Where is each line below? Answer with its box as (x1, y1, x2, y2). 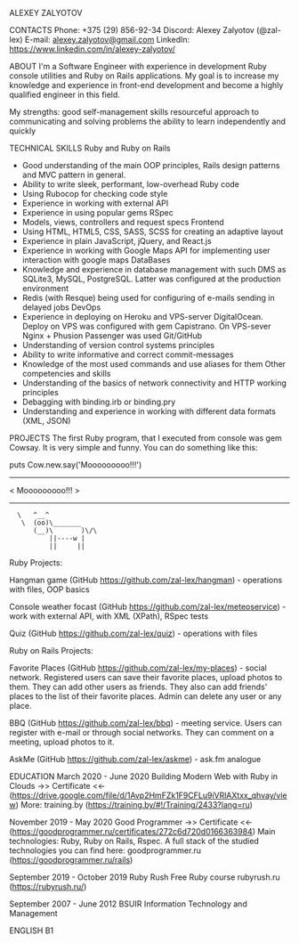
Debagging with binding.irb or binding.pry (21, 396, 176, 407)
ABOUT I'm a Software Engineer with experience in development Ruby (9, 61, 267, 71)
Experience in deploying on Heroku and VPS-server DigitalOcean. (21, 312, 264, 321)
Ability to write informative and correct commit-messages (21, 349, 234, 360)
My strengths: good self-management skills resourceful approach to (9, 107, 260, 117)
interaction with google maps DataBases (21, 255, 171, 265)
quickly (9, 126, 36, 136)
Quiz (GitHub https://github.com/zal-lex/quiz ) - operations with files (9, 628, 258, 638)
